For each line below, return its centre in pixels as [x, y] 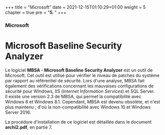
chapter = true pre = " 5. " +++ [36, 12]
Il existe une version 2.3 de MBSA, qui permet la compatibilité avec [73, 96]
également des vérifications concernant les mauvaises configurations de [79, 86]
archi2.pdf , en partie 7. [29, 127]
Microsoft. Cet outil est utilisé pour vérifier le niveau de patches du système [82, 75]
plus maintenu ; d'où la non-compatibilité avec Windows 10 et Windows [78, 107]
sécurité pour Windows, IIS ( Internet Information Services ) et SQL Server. [80, 91]
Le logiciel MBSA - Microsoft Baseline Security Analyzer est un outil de [79, 70]
